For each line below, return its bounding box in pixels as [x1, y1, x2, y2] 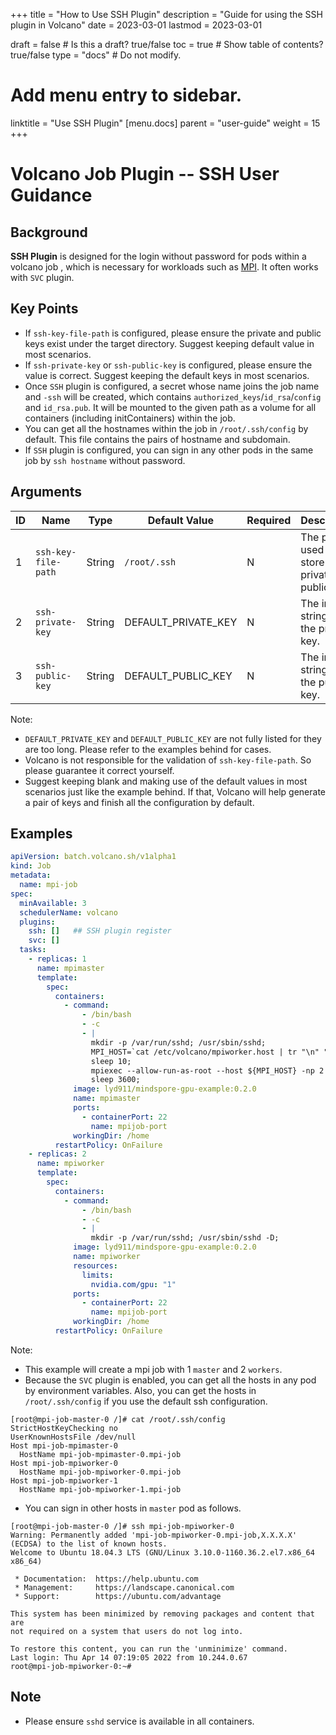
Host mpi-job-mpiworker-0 [10, 1458, 118, 1468]
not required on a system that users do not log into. [10, 1626, 244, 1636]
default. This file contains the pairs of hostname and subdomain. [24, 433, 291, 445]
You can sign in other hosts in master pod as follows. [24, 1502, 242, 1514]
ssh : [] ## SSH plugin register [28, 926, 172, 936]
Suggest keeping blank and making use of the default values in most [24, 775, 308, 787]
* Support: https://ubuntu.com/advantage [14, 1591, 222, 1601]
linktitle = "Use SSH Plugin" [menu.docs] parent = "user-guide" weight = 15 [10, 117, 321, 129]
